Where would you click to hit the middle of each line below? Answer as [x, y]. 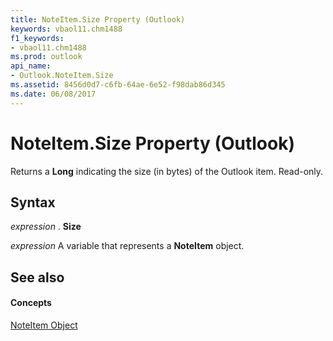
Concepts [31, 303]
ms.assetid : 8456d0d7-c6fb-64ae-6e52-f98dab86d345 [118, 85]
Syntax [33, 202]
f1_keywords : [37, 38]
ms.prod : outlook [46, 57]
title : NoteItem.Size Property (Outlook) [98, 19]
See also [37, 277]
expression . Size [46, 227]
